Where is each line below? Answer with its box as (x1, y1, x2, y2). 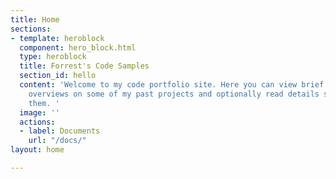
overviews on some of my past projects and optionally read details (28, 89, 320, 99)
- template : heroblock (10, 33, 105, 43)
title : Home (10, 14, 60, 25)
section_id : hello (19, 71, 97, 81)
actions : (19, 117, 56, 127)
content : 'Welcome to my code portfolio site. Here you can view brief (19, 80, 325, 90)
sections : (10, 24, 52, 34)
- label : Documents (19, 126, 101, 136)
